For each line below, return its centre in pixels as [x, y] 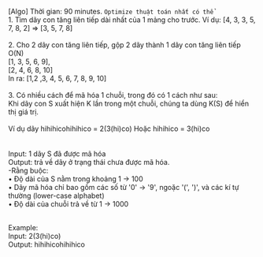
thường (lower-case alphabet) [56, 196]
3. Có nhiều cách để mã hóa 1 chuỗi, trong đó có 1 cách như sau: [113, 95]
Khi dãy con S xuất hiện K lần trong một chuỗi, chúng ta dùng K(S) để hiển [129, 103]
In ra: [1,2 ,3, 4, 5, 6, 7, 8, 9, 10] [57, 78]
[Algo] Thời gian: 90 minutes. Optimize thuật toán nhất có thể [111, 11]
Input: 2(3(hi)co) [35, 236]
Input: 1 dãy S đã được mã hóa [57, 154]
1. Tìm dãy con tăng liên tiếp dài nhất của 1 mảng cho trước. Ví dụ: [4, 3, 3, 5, [132, 20]
